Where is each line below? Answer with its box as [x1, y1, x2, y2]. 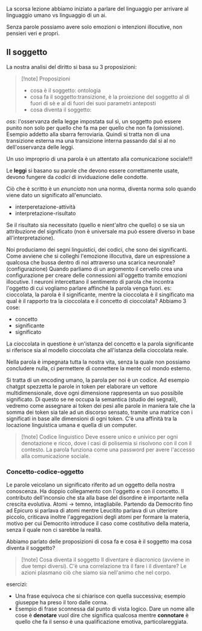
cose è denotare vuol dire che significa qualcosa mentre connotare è [15, 612, 189, 619]
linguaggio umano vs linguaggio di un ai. [6, 11, 107, 19]
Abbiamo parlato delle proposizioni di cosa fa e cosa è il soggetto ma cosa [6, 538, 192, 545]
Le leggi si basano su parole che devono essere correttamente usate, [6, 166, 180, 174]
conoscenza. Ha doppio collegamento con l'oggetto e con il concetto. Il [6, 488, 184, 495]
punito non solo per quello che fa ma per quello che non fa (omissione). [6, 124, 184, 131]
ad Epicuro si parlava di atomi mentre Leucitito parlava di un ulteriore [6, 507, 178, 514]
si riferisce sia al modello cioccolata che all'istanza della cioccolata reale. [6, 346, 189, 353]
